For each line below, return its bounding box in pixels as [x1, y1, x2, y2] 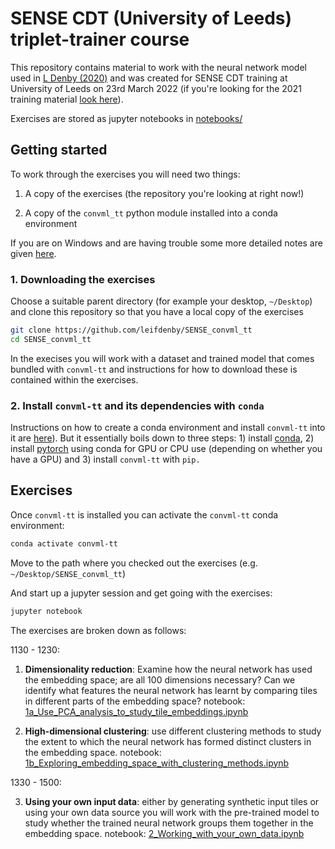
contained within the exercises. [10, 373, 139, 386]
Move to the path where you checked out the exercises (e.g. [10, 557, 258, 569]
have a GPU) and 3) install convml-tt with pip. [10, 453, 201, 466]
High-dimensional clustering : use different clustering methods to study [24, 725, 322, 737]
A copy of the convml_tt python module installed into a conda [24, 207, 278, 219]
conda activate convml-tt [10, 538, 118, 549]
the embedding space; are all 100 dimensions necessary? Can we [24, 673, 296, 686]
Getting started [10, 142, 108, 159]
